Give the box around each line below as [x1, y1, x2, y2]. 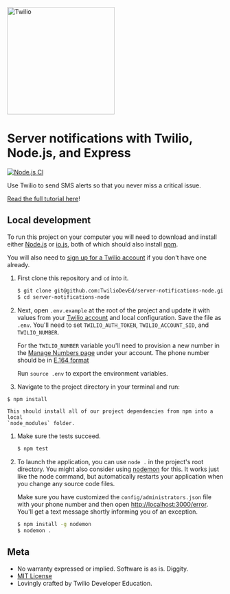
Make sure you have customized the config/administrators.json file [16, 493, 211, 501]
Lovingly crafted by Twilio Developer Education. [16, 579, 152, 587]
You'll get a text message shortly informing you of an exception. [16, 507, 198, 516]
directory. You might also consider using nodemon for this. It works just [16, 465, 220, 473]
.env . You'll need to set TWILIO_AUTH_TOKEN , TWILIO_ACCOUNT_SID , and [16, 321, 209, 329]
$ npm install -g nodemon [16, 521, 91, 528]
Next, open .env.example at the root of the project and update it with [16, 306, 211, 315]
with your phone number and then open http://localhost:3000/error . [16, 501, 209, 509]
